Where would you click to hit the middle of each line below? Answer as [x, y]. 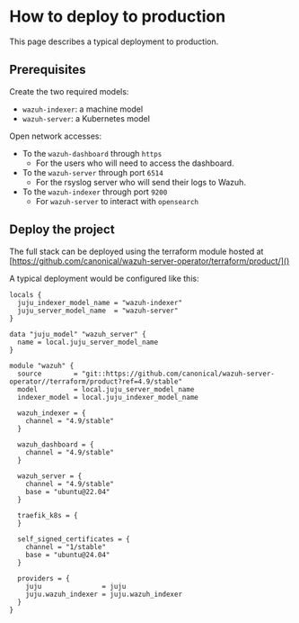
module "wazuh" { [42, 366]
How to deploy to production [118, 17]
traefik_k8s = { [48, 515]
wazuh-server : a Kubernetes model [86, 118]
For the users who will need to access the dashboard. [135, 163]
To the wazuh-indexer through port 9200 [95, 192]
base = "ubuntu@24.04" [68, 555]
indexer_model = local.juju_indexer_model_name [108, 397]
